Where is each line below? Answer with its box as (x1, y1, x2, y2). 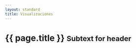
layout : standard (5, 7, 40, 12)
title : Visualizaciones (5, 12, 53, 16)
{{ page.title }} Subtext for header (5, 32, 132, 44)
